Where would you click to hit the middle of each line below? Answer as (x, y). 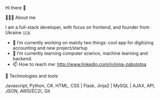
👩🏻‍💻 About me (21, 17)
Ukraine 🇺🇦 (18, 32)
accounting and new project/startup (50, 48)
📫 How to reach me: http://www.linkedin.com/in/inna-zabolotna (79, 64)
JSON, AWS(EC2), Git (28, 91)
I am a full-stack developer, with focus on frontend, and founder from (77, 27)
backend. (22, 59)
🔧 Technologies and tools (32, 76)
